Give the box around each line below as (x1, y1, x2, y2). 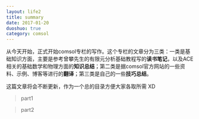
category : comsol (6, 31, 49, 37)
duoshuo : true (6, 25, 42, 32)
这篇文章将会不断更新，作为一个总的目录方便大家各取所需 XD (6, 83, 156, 90)
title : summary (6, 14, 44, 20)
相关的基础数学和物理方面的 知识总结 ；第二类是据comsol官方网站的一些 (6, 63, 180, 70)
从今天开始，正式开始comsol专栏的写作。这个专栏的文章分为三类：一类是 (6, 48, 185, 55)
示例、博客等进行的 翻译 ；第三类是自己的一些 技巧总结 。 (16, 70, 152, 77)
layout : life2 (6, 8, 42, 15)
